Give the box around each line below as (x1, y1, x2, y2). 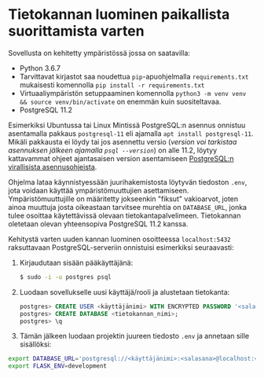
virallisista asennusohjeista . (8, 162, 97, 171)
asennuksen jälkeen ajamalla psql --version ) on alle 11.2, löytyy (8, 145, 218, 155)
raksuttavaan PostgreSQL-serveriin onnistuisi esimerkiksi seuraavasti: (8, 242, 234, 252)
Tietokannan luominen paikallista (8, 6, 230, 24)
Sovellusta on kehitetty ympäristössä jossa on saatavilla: (8, 48, 191, 57)
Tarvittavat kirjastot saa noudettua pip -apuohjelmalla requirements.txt (19, 72, 249, 81)
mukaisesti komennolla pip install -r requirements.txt (19, 80, 205, 90)
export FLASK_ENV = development (8, 362, 108, 370)
